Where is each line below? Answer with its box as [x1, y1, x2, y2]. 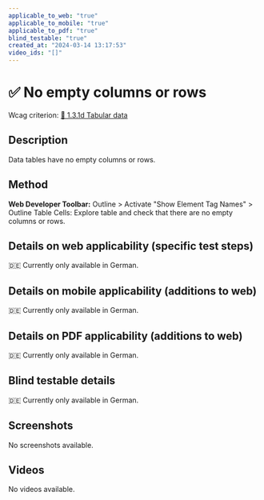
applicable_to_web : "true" [8, 11, 98, 20]
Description [8, 134, 68, 147]
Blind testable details [8, 374, 116, 388]
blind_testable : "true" [8, 34, 88, 42]
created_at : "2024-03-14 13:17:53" [8, 42, 127, 50]
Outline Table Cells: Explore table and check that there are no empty [8, 207, 234, 217]
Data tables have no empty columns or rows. [8, 154, 156, 164]
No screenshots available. [8, 440, 94, 450]
